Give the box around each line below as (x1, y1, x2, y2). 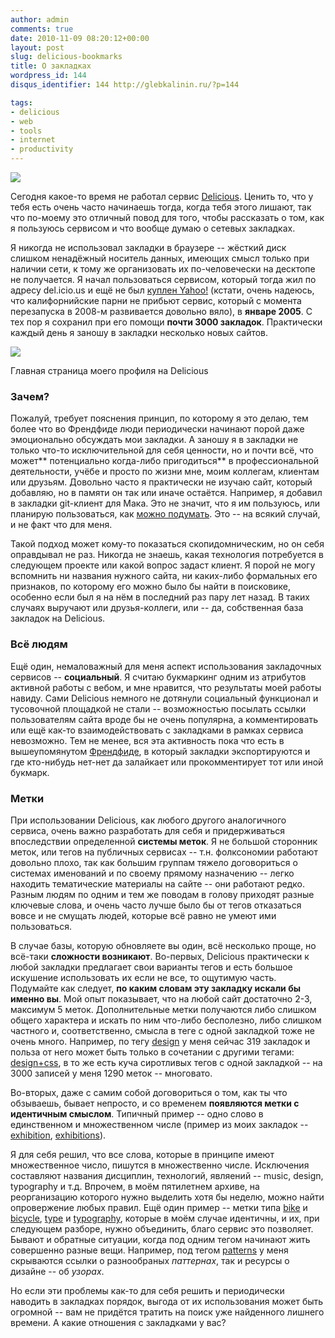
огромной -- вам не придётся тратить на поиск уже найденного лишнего (10, 1306, 325, 1318)
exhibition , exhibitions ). (10, 1129, 107, 1141)
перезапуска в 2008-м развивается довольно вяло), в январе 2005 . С (10, 306, 313, 317)
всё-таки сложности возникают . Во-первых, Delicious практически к (10, 950, 310, 962)
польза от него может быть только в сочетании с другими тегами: (10, 1046, 295, 1058)
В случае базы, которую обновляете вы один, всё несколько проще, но (10, 939, 317, 951)
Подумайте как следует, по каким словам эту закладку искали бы (10, 982, 301, 994)
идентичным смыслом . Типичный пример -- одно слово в (10, 1107, 264, 1120)
